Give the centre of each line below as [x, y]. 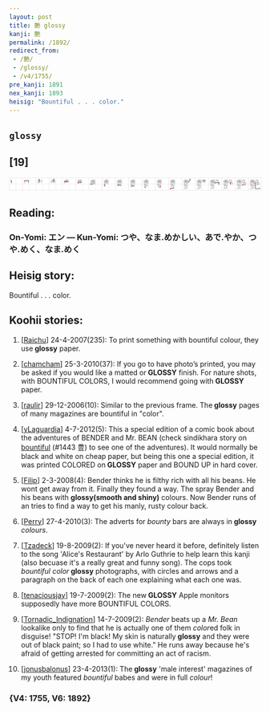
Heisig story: [42, 276]
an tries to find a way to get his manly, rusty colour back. [115, 506]
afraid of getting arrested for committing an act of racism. [116, 653]
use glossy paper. [50, 348]
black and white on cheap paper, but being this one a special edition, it [137, 456]
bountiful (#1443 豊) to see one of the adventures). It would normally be [139, 447]
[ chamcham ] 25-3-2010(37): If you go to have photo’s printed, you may [138, 364]
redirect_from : [34, 51]
